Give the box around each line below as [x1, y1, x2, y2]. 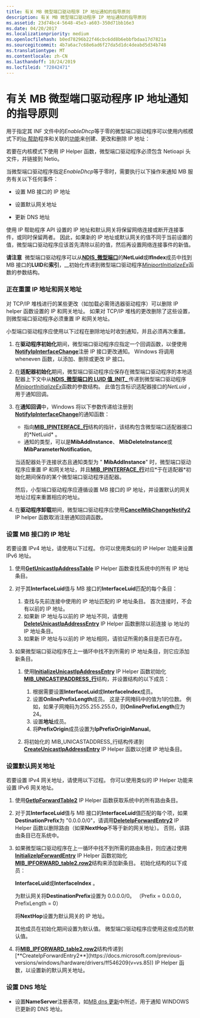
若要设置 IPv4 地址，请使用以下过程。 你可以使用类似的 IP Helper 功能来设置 [6, 544, 193, 551]
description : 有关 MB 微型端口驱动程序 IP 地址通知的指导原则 [6, 14, 147, 20]
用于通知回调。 [14, 390, 52, 397]
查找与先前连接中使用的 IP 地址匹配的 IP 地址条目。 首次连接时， [23, 597, 182, 605]
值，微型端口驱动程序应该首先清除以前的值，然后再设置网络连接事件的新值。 [6, 241, 194, 249]
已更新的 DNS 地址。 [14, 1005, 66, 1013]
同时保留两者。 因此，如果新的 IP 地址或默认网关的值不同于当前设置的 [21, 234, 193, 241]
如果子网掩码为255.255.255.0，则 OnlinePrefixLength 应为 [43, 703, 186, 710]
